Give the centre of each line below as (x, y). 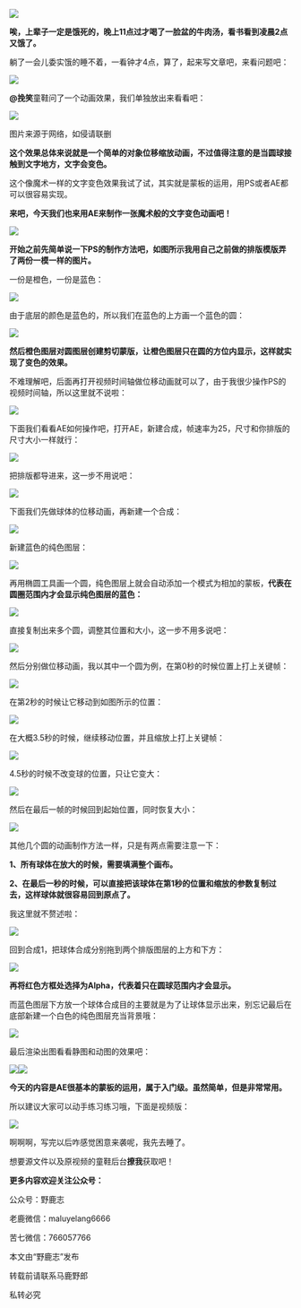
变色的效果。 (48, 362)
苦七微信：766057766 (50, 1238)
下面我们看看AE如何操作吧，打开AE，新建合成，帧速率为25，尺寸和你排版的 (150, 429)
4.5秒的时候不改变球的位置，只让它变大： (86, 774)
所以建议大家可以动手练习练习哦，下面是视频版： (99, 1106)
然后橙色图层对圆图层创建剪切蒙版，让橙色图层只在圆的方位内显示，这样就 (146, 351)
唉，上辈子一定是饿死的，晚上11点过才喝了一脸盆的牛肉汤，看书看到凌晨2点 (149, 32)
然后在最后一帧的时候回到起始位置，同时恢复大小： (103, 810)
